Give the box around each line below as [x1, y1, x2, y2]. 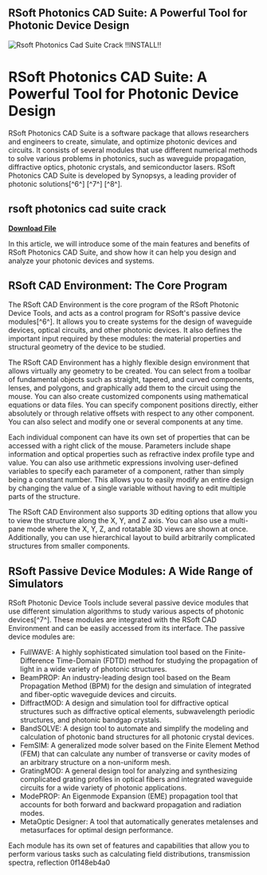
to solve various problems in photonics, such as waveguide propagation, [8, 153, 247, 163]
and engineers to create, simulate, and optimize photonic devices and [8, 136, 238, 146]
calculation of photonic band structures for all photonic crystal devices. [19, 732, 255, 742]
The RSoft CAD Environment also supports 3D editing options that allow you [8, 507, 257, 517]
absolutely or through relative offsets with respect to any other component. [8, 408, 255, 418]
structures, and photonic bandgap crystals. [19, 715, 162, 725]
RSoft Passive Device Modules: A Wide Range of [8, 564, 253, 577]
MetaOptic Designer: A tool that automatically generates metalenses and [19, 817, 259, 826]
